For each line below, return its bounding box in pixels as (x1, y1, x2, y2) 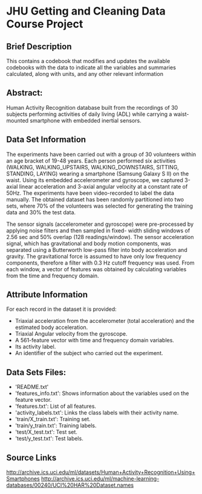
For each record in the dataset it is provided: (6, 305, 117, 313)
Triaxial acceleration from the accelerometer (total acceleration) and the (15, 317, 195, 325)
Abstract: (6, 88, 43, 98)
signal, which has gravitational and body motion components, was (6, 240, 171, 247)
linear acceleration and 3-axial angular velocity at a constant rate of (19, 183, 188, 190)
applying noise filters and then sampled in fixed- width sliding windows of (6, 226, 191, 234)
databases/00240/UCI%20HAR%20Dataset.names (6, 481, 134, 489)
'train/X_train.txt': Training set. (15, 416, 91, 423)
